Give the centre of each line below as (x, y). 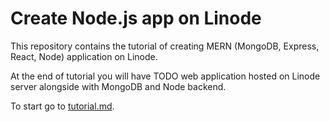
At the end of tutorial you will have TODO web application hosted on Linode (165, 76)
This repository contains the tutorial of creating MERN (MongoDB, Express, (165, 46)
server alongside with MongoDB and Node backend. (118, 86)
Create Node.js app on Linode (136, 18)
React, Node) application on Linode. (84, 56)
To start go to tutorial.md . (62, 106)
